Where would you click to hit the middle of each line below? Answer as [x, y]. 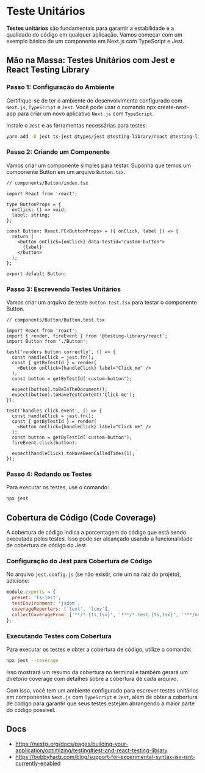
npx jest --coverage [33, 660]
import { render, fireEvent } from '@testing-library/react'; [87, 336]
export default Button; [37, 274]
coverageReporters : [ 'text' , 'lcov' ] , [61, 609]
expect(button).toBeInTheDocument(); [60, 390]
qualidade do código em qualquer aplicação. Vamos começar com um [94, 34]
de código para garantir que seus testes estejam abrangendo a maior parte [101, 703]
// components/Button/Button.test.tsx [56, 320]
